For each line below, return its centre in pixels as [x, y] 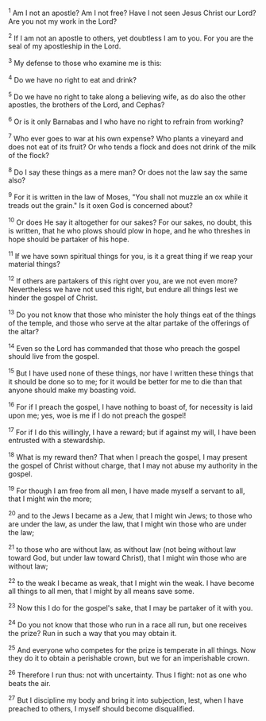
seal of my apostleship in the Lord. [65, 46]
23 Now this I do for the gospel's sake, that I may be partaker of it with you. [131, 607]
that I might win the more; [50, 499]
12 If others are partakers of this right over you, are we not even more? [123, 280]
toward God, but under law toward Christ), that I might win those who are [128, 557]
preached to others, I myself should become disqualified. [102, 708]
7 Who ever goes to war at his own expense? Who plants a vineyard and [126, 137]
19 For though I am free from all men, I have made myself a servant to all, [127, 490]
